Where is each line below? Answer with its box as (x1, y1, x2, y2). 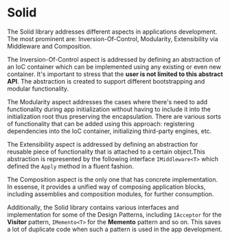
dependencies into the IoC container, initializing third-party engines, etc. (7, 127, 212, 135)
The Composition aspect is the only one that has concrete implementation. (7, 175, 218, 183)
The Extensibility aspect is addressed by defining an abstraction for (7, 140, 198, 148)
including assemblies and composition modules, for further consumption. (7, 190, 214, 198)
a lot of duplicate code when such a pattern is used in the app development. (7, 225, 223, 233)
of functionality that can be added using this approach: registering (7, 119, 194, 128)
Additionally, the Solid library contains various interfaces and (7, 203, 179, 211)
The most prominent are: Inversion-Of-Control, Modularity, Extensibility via (7, 34, 218, 43)
